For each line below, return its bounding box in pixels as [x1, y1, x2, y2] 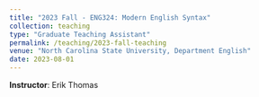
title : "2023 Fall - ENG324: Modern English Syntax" [9, 13, 211, 22]
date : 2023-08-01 [9, 55, 75, 64]
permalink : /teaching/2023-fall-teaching [9, 38, 167, 48]
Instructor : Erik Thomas [9, 80, 99, 90]
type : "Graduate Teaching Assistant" [9, 30, 151, 39]
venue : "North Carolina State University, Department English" [9, 47, 252, 56]
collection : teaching [9, 22, 91, 31]
